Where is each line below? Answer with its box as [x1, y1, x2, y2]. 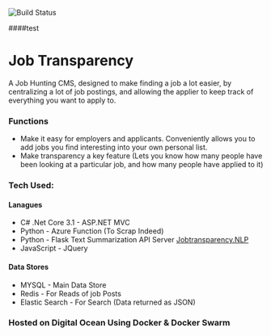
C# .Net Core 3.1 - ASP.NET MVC [19, 218, 131, 228]
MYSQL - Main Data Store [19, 279, 107, 290]
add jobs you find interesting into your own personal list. [19, 142, 208, 153]
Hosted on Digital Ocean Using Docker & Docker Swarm [8, 317, 231, 329]
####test [8, 23, 40, 32]
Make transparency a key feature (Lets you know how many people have [19, 151, 263, 161]
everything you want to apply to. [8, 95, 116, 105]
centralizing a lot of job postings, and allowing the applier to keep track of [8, 86, 254, 96]
